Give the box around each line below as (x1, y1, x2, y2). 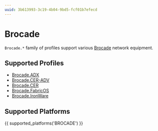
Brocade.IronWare (11, 93, 49, 99)
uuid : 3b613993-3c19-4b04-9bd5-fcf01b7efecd (4, 7, 97, 12)
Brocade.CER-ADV (11, 77, 50, 83)
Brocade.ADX (11, 72, 39, 78)
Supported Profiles (4, 59, 64, 67)
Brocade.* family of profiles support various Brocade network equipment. (4, 45, 154, 51)
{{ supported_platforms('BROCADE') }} (4, 120, 83, 126)
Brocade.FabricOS (11, 88, 49, 94)
